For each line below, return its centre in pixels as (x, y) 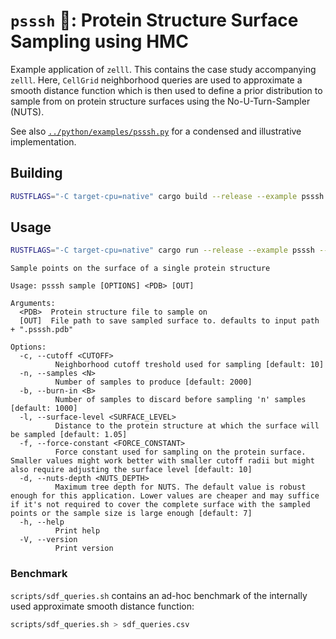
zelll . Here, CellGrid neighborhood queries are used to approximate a (156, 80)
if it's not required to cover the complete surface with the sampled (160, 505)
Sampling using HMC (99, 41)
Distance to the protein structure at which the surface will (187, 426)
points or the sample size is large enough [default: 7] (131, 514)
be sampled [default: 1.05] (69, 435)
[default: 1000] (44, 409)
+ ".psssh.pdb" (42, 330)
